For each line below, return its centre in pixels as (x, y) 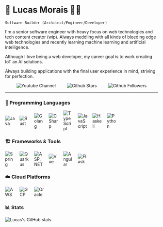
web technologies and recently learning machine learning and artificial (75, 42)
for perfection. (19, 76)
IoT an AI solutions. (24, 61)
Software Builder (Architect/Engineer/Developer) (56, 23)
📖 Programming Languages (38, 103)
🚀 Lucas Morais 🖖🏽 (43, 10)
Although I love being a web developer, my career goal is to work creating (79, 56)
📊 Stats (15, 207)
